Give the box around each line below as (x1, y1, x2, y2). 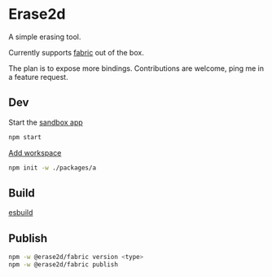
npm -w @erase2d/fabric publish (8, 261, 118, 269)
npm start (8, 133, 42, 141)
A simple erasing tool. (8, 32, 81, 42)
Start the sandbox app (8, 117, 83, 127)
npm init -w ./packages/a (8, 164, 96, 172)
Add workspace (8, 147, 62, 157)
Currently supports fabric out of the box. (8, 47, 144, 57)
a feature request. (8, 72, 68, 81)
